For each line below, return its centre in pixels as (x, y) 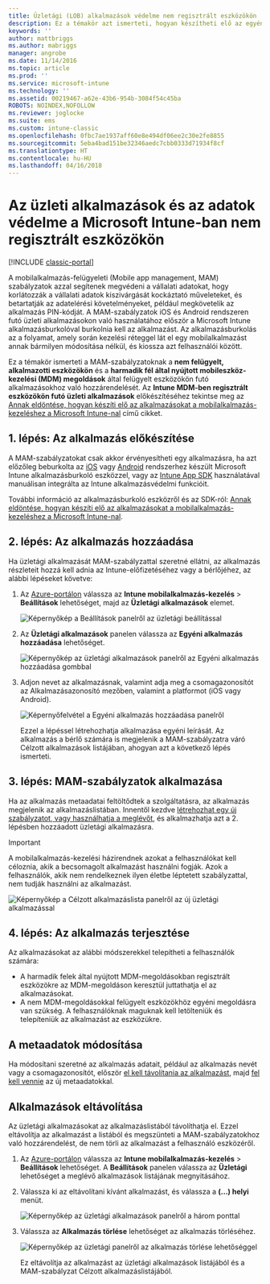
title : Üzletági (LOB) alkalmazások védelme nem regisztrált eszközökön (133, 16)
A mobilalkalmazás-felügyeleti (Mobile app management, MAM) (114, 278)
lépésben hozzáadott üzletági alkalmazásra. (81, 826)
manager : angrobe (37, 53)
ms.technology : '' (39, 91)
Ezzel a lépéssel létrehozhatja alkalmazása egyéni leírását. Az (122, 730)
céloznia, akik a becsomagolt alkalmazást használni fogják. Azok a (118, 866)
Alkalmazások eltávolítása (76, 1106)
